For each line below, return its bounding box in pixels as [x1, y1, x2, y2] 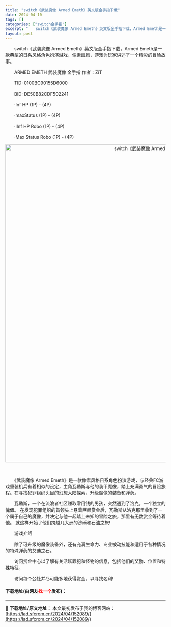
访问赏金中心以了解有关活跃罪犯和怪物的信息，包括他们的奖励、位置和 [14, 558, 161, 564]
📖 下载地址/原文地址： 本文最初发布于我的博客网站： [5, 605, 116, 611]
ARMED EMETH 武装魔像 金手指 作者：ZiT [14, 69, 102, 75]
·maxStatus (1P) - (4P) [14, 112, 61, 118]
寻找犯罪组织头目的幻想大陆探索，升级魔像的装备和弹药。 [18, 490, 139, 496]
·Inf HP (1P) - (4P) [14, 102, 51, 107]
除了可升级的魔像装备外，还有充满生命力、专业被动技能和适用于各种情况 [14, 541, 166, 547]
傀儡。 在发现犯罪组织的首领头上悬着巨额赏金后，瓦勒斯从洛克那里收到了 [5, 507, 158, 513]
